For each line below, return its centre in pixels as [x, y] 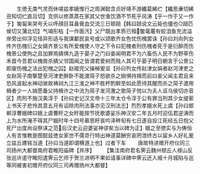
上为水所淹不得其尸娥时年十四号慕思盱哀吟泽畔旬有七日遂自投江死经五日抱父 [100, 120]
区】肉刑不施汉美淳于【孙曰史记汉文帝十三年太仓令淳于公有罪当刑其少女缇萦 [100, 98]
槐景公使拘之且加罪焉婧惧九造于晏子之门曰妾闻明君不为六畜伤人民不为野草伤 [100, 53]
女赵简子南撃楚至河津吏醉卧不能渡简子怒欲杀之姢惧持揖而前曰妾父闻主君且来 [100, 76]
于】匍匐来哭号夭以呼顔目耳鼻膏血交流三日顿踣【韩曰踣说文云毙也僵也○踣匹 [100, 24]
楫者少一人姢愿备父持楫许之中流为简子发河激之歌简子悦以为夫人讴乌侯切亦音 [100, 91]
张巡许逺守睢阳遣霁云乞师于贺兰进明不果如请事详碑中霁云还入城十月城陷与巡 [100, 158]
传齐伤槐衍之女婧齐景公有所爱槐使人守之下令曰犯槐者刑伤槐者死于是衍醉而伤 [100, 46]
